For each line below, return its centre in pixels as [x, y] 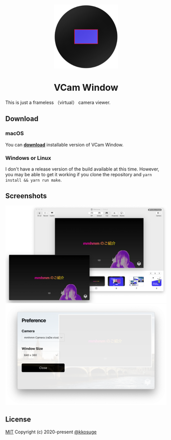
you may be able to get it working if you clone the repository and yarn [79, 174]
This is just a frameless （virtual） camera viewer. [58, 102]
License [18, 420]
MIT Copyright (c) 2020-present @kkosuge [51, 432]
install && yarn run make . [34, 180]
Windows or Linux [28, 158]
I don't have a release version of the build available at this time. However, [82, 169]
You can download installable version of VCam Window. [65, 144]
